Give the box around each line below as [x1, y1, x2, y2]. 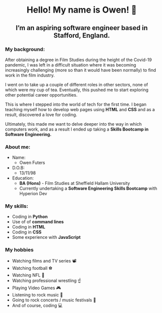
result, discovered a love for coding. [5, 112, 77, 117]
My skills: [5, 203, 28, 210]
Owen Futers [19, 160, 45, 165]
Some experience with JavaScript [12, 234, 81, 240]
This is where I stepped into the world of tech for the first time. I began [5, 101, 147, 107]
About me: [5, 143, 31, 150]
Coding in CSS [12, 229, 42, 235]
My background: [5, 46, 45, 52]
